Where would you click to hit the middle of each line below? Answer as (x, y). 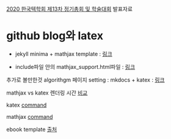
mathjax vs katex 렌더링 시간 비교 (47, 93)
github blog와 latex (55, 36)
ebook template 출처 (32, 129)
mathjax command (30, 116)
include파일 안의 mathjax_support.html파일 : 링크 (75, 66)
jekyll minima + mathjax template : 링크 (64, 54)
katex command (27, 105)
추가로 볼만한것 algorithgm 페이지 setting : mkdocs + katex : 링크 (85, 80)
